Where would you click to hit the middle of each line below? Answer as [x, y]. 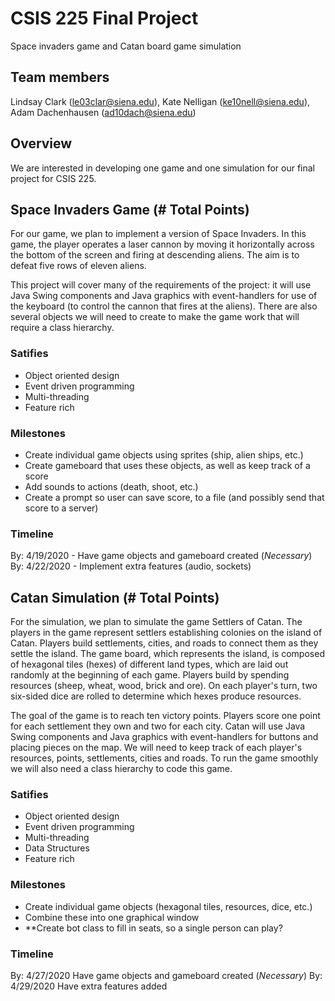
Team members [60, 77]
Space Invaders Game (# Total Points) [130, 209]
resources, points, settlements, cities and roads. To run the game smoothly [164, 758]
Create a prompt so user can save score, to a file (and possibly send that [174, 497]
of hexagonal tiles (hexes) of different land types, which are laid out [149, 664]
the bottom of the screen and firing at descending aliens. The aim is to [155, 255]
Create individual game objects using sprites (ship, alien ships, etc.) [164, 454]
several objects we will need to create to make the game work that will [155, 317]
